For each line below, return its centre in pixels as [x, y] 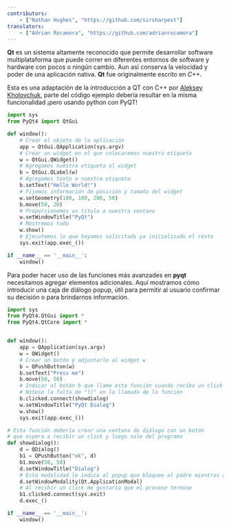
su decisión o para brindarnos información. [68, 297]
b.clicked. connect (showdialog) [64, 399]
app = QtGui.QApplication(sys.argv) [72, 147]
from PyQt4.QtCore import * [47, 322]
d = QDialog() [40, 450]
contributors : [27, 13]
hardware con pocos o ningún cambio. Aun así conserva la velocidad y [108, 67]
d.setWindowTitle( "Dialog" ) [59, 469]
